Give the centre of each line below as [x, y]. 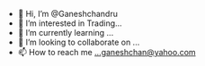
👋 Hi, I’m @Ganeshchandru [68, 14]
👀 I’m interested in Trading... [70, 23]
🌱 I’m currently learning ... [66, 33]
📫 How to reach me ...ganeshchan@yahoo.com [107, 52]
